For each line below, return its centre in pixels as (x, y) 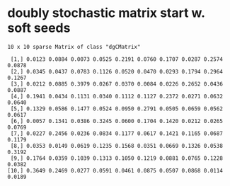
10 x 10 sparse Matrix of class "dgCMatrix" (74, 47)
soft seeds (39, 28)
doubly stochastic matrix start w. (106, 13)
